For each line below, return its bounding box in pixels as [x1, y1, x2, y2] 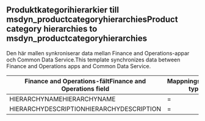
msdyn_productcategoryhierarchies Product [6, 15, 178, 25]
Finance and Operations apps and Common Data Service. [6, 62, 151, 69]
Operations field [60, 85, 110, 93]
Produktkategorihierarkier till [6, 5, 119, 15]
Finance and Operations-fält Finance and [24, 77, 146, 85]
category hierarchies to [6, 24, 98, 34]
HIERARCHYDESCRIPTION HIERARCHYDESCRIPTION [9, 105, 162, 113]
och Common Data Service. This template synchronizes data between [6, 56, 181, 63]
